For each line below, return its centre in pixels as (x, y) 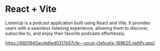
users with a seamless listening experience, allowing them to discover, (77, 28)
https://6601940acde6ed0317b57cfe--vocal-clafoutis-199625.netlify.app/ (80, 43)
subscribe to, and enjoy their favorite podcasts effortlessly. (65, 33)
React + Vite (31, 9)
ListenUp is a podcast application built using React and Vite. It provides (78, 23)
